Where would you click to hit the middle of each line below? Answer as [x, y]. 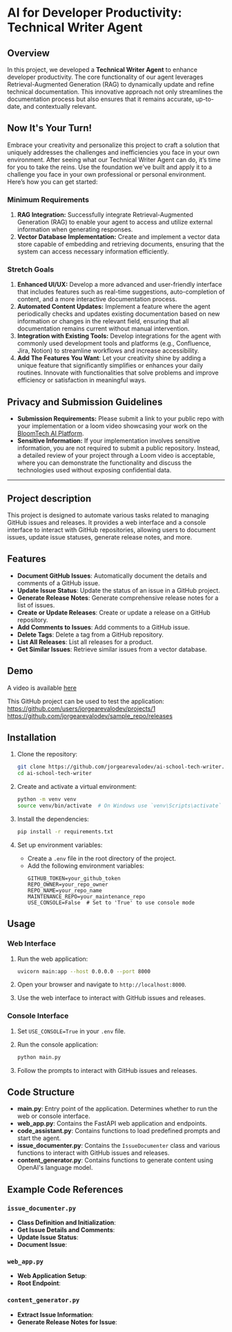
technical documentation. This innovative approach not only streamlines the [115, 92]
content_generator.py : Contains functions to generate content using [115, 1160]
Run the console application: [58, 1045]
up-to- [205, 99]
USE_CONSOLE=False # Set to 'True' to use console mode [111, 903]
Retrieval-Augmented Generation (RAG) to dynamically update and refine [111, 84]
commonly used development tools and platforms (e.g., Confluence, [114, 344]
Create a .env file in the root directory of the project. [101, 858]
